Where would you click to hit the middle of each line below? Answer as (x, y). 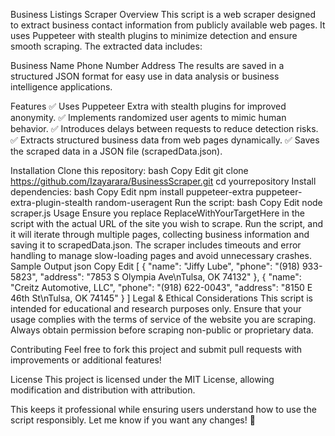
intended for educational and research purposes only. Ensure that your (156, 308)
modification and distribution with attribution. (103, 390)
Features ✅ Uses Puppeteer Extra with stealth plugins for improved (148, 106)
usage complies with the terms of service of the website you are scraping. (163, 319)
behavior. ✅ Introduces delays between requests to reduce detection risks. (164, 128)
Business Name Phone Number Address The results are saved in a (147, 65)
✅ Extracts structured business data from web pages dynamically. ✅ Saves (165, 140)
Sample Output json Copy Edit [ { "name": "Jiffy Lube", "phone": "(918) (155, 266)
